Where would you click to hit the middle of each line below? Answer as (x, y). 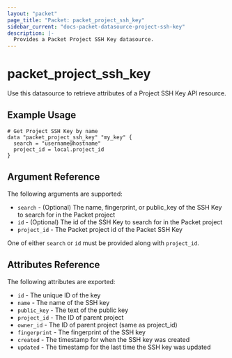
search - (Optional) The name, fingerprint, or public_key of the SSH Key (119, 207)
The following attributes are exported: (61, 281)
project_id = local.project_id (59, 149)
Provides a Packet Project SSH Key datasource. (84, 40)
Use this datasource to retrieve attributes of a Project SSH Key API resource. (117, 93)
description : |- (31, 33)
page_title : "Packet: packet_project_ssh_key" (76, 20)
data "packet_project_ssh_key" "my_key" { (70, 137)
